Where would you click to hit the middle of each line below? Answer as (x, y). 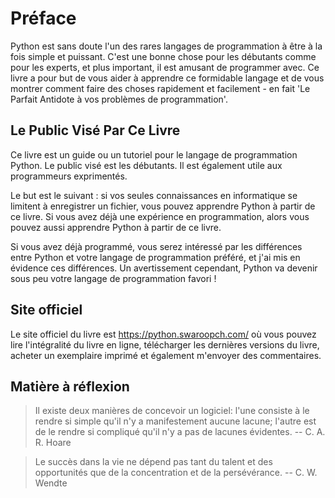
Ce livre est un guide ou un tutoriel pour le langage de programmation (154, 154)
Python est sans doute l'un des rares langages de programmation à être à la (166, 46)
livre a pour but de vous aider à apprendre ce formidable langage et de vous (167, 78)
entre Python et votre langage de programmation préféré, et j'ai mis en (155, 257)
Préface (43, 18)
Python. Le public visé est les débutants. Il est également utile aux (146, 165)
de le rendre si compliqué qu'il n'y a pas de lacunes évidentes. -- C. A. (180, 432)
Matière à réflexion (70, 386)
